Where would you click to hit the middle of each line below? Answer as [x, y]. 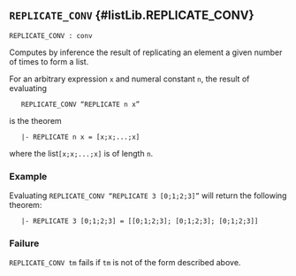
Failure [24, 243]
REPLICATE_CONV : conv [51, 35]
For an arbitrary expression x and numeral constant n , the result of [129, 79]
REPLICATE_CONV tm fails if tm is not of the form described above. [125, 263]
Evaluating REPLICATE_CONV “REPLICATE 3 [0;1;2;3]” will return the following [148, 195]
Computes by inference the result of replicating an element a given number [146, 52]
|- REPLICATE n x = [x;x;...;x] [80, 137]
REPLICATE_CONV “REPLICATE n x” [80, 104]
